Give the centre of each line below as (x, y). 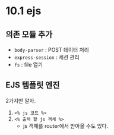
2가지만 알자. (21, 101)
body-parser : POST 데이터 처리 (52, 50)
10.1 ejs (23, 11)
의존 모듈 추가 (29, 34)
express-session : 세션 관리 (47, 57)
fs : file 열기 (28, 65)
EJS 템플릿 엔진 (33, 85)
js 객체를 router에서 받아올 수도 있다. (66, 125)
